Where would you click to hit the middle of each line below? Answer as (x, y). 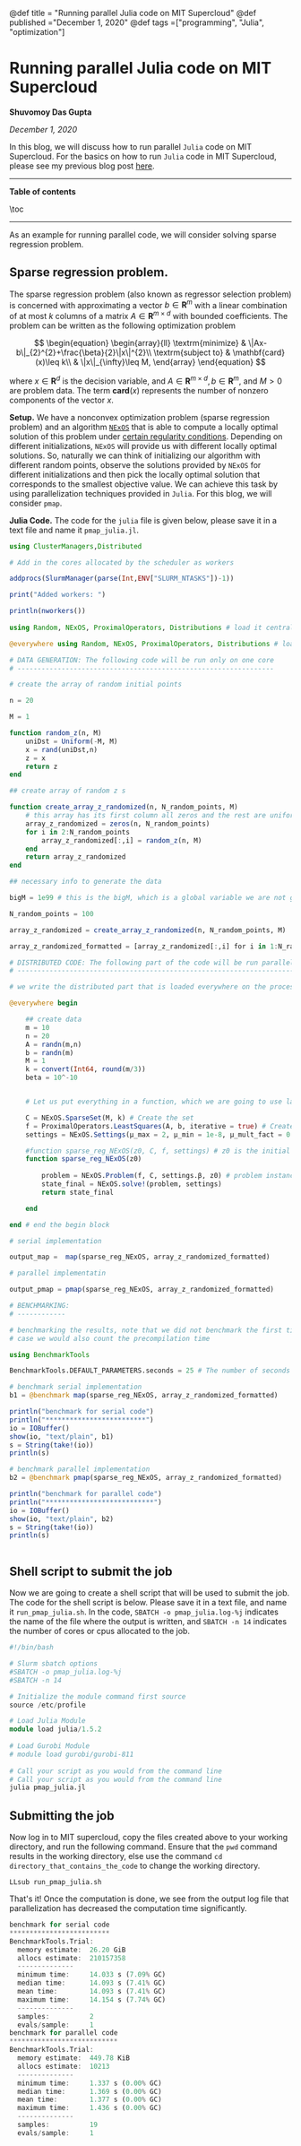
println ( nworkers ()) (48, 611)
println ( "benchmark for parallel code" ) (86, 1494)
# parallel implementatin (57, 1273)
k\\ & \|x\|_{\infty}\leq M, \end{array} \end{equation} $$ (163, 362)
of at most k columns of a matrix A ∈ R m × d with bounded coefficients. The (149, 316)
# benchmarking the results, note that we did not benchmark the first (146, 1330)
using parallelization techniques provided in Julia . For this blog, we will (141, 493)
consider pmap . (36, 503)
